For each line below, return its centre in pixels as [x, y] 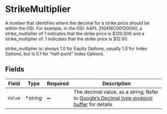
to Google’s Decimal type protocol [113, 98]
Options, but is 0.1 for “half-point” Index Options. [55, 54]
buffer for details [93, 104]
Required [58, 83]
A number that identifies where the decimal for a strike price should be [78, 23]
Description [116, 83]
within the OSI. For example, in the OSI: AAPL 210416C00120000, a [74, 28]
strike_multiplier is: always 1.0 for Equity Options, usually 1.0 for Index [76, 48]
